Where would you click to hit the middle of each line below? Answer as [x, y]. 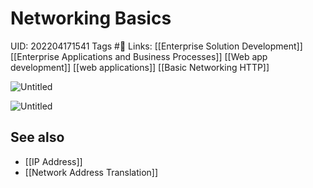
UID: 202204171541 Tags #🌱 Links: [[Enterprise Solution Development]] [156, 46]
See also [37, 137]
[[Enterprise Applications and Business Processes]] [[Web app [139, 56]
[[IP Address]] [53, 161]
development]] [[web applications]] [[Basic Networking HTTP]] [140, 67]
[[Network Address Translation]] [91, 172]
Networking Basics [91, 18]
